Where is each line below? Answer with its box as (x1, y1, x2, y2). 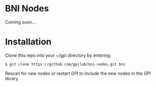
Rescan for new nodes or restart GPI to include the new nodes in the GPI (5, 70, 151, 76)
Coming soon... (5, 19, 36, 25)
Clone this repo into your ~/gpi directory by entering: (5, 52, 111, 58)
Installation (5, 36, 52, 47)
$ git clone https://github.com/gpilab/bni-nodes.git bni (5, 62, 126, 66)
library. (5, 75, 20, 81)
